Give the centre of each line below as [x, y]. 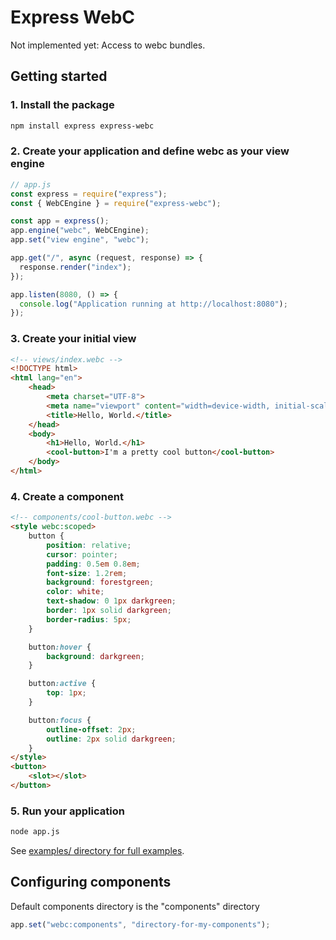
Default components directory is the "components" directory [135, 906]
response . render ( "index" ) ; [75, 267]
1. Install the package [62, 105]
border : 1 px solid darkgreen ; [109, 611]
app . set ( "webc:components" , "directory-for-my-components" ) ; [140, 924]
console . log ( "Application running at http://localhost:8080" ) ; [153, 304]
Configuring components [91, 882]
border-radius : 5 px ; [89, 619]
